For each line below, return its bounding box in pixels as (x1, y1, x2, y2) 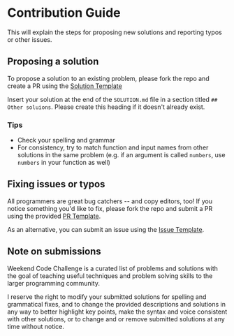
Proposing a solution (7, 56, 99, 68)
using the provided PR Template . (7, 212, 101, 220)
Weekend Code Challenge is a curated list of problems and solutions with (7, 264, 219, 272)
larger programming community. (7, 279, 100, 287)
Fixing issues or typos (7, 178, 105, 190)
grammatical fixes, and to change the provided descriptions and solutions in (7, 300, 226, 308)
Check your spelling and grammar (17, 136, 115, 145)
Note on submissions (7, 246, 101, 258)
